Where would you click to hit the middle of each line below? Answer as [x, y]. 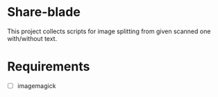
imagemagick [36, 86]
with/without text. [32, 38]
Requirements [49, 67]
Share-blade [44, 12]
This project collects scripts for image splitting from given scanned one [109, 31]
